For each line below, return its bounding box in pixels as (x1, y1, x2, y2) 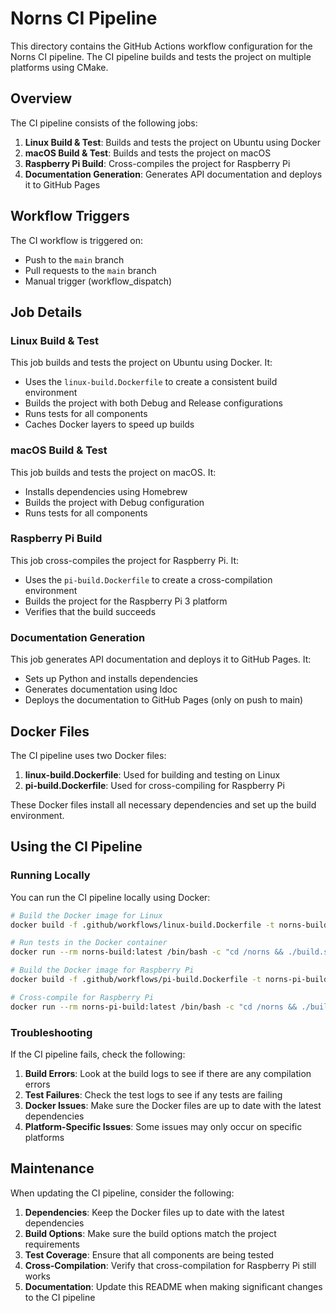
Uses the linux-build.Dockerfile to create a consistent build (24, 376, 278, 388)
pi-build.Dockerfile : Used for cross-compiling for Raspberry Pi (24, 779, 285, 791)
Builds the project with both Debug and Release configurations (24, 397, 283, 409)
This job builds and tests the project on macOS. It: (10, 466, 217, 478)
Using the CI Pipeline (10, 838, 143, 856)
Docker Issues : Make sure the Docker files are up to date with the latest (24, 1099, 322, 1111)
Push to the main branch (24, 253, 125, 266)
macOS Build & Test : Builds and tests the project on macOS (24, 147, 272, 159)
